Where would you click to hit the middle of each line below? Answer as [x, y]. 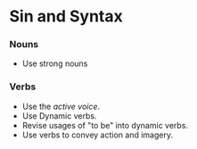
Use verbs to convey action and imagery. [98, 135]
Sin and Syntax [66, 17]
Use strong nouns [55, 63]
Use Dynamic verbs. [59, 116]
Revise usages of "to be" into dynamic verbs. [105, 125]
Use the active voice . [61, 106]
